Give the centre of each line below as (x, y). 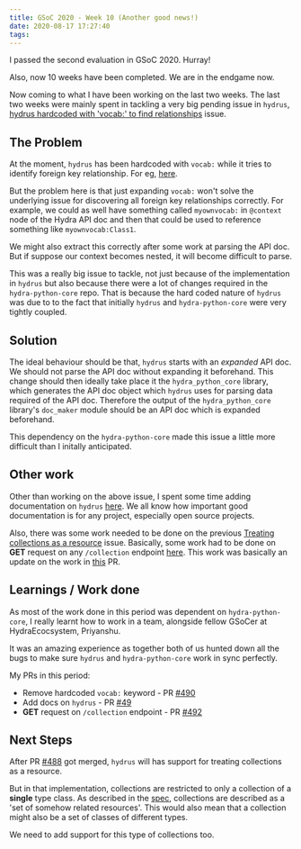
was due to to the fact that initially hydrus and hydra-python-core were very (148, 303)
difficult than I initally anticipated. (71, 446)
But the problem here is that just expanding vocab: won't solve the (132, 191)
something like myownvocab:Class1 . (73, 230)
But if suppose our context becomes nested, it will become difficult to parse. (151, 257)
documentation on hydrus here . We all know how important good (129, 506)
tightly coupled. (38, 312)
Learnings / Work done (75, 590)
